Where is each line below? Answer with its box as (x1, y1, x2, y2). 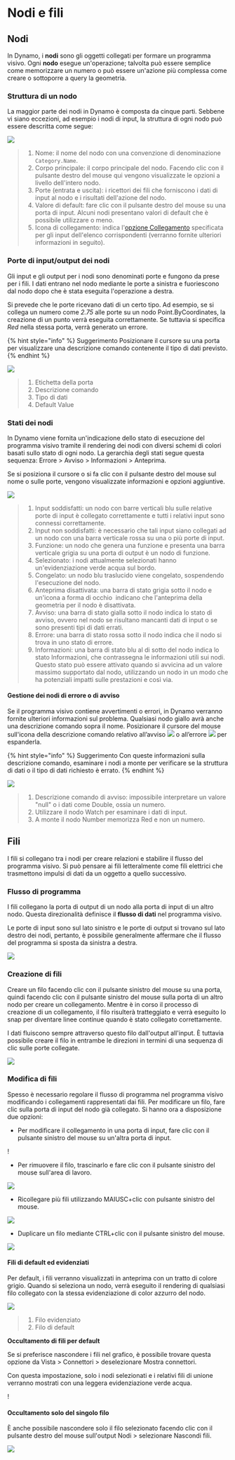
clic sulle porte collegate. (7, 1043, 80, 1052)
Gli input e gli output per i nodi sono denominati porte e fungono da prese (7, 272, 220, 280)
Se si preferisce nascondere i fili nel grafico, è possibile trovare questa (7, 1351, 212, 1358)
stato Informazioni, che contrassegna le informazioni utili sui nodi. (34, 652, 226, 661)
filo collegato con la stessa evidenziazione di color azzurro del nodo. (7, 1289, 206, 1297)
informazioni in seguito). (34, 239, 105, 247)
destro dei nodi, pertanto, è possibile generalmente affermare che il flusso (7, 931, 222, 939)
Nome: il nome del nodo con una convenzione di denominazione (34, 149, 221, 157)
